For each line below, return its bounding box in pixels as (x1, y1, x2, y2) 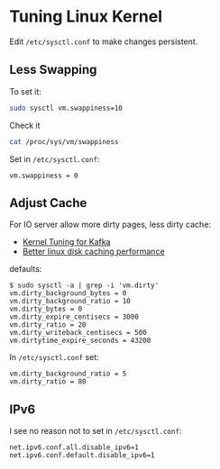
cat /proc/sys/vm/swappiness (9, 137, 119, 146)
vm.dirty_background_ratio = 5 (9, 369, 127, 379)
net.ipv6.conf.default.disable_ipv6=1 (9, 451, 155, 460)
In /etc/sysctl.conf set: (9, 352, 99, 363)
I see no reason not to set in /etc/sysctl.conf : (9, 426, 182, 437)
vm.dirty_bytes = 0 (9, 304, 83, 314)
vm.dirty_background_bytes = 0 (9, 289, 127, 298)
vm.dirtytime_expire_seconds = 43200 (9, 336, 151, 346)
